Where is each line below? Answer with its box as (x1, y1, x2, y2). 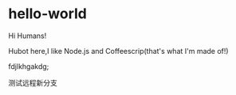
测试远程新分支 (8, 78, 57, 87)
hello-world (8, 5, 88, 23)
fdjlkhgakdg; (8, 61, 49, 71)
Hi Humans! (8, 31, 47, 40)
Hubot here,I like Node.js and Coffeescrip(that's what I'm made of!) (8, 46, 229, 55)
